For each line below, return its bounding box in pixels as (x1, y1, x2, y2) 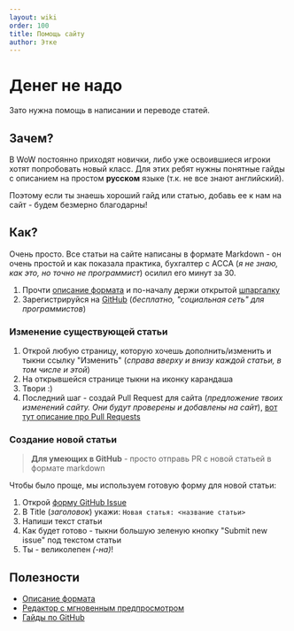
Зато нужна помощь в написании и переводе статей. (9, 105, 211, 116)
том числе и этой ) (21, 365, 90, 375)
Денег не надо (9, 76, 122, 96)
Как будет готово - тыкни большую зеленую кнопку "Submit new (21, 526, 268, 536)
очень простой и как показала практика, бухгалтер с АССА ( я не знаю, (9, 258, 279, 268)
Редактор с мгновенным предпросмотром (21, 603, 184, 613)
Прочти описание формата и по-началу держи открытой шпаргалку (21, 284, 281, 295)
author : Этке (9, 37, 58, 47)
